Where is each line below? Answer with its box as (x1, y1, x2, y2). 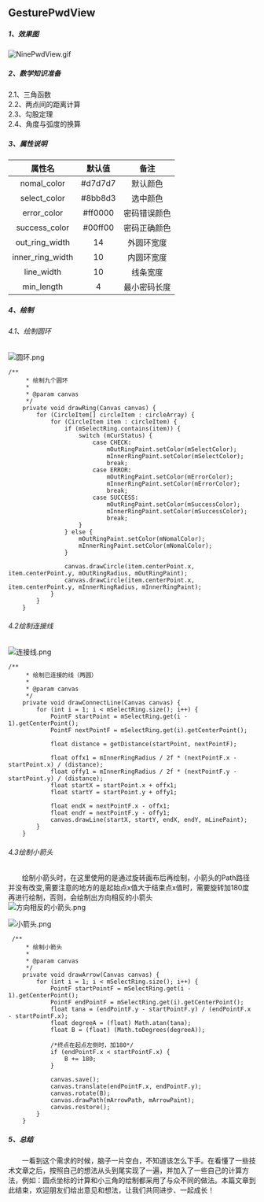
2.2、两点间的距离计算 (8, 100, 81, 109)
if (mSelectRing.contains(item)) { (64, 424, 181, 432)
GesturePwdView (8, 6, 96, 20)
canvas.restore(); (49, 1104, 111, 1111)
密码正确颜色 (123, 223, 171, 234)
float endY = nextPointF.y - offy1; (49, 809, 170, 817)
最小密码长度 (123, 282, 171, 293)
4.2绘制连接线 (8, 621, 53, 631)
